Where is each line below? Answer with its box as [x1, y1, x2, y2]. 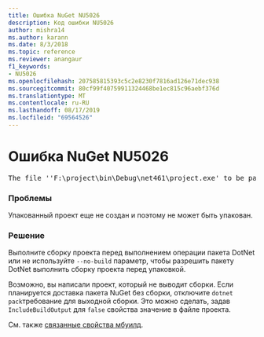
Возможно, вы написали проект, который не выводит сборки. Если [8, 280, 234, 289]
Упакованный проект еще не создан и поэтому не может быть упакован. [8, 211, 253, 220]
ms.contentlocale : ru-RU [8, 99, 90, 107]
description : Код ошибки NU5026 [8, 19, 114, 27]
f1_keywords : [8, 63, 51, 71]
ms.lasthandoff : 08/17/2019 [8, 107, 101, 115]
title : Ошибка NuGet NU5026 [8, 11, 101, 20]
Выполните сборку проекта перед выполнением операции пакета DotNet [8, 248, 255, 258]
